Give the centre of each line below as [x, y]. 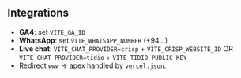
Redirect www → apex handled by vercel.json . [92, 65]
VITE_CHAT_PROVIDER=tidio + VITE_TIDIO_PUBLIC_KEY [103, 57]
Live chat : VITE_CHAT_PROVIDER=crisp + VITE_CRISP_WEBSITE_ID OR [126, 48]
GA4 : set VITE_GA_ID [52, 32]
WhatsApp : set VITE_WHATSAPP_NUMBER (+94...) [93, 40]
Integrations [38, 13]
